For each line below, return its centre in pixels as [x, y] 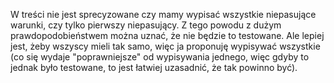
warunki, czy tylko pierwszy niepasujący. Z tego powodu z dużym [146, 25]
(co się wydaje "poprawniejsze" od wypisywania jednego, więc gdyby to [160, 57]
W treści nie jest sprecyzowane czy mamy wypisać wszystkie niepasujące [163, 14]
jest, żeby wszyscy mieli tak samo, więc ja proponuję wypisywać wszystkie [165, 46]
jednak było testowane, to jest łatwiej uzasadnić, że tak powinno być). [154, 67]
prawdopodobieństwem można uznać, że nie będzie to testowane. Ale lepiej [167, 35]
